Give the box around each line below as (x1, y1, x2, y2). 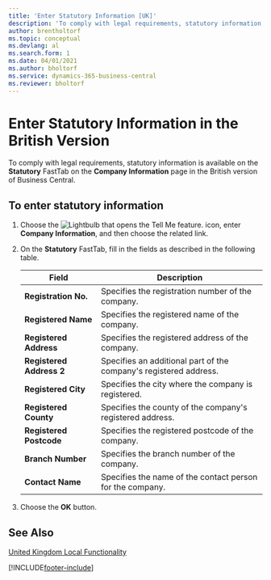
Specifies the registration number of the (100, 286, 252, 297)
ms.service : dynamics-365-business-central (8, 72, 157, 80)
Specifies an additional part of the (100, 355, 229, 367)
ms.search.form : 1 (8, 49, 70, 57)
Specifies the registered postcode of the (100, 425, 254, 436)
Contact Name (23, 477, 81, 488)
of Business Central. (8, 175, 76, 185)
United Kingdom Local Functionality (8, 547, 127, 557)
